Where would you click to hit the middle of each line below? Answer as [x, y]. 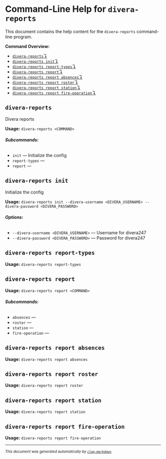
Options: [14, 217]
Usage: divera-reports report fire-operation [53, 438]
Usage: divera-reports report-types [43, 264]
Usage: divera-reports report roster [44, 385]
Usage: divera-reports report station [45, 411]
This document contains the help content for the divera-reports [70, 31]
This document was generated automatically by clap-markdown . [59, 452]
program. [23, 37]
